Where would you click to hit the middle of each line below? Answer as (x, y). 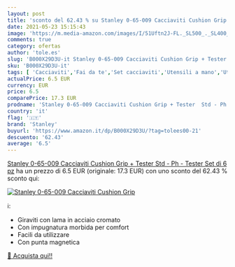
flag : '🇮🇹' (24, 117)
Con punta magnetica (49, 243)
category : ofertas (34, 46)
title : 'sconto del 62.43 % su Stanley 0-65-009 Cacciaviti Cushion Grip (117, 20)
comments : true (29, 40)
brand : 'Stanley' (33, 124)
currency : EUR (28, 85)
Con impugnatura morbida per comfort (73, 227)
